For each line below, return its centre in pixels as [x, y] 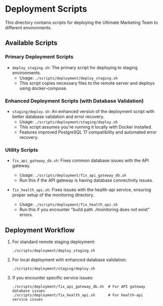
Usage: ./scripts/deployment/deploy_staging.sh [69, 78]
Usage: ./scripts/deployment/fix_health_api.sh [69, 204]
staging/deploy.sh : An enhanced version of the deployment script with [83, 111]
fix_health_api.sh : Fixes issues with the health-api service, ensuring [81, 190]
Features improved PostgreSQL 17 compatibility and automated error [88, 132]
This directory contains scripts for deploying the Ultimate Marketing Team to [81, 22]
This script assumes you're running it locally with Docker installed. [86, 127]
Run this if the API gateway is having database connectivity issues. [86, 180]
